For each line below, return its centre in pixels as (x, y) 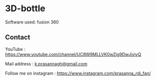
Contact (18, 37)
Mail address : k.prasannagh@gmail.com (46, 63)
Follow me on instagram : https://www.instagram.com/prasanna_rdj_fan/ (78, 73)
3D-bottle (25, 9)
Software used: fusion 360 (32, 22)
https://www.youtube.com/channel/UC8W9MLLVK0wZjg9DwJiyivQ (73, 54)
